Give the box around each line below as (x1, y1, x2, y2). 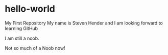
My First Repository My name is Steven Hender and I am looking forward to (5, 20, 163, 26)
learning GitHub (5, 25, 38, 31)
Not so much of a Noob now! (5, 45, 65, 51)
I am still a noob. (5, 35, 39, 41)
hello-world (5, 3, 56, 15)
